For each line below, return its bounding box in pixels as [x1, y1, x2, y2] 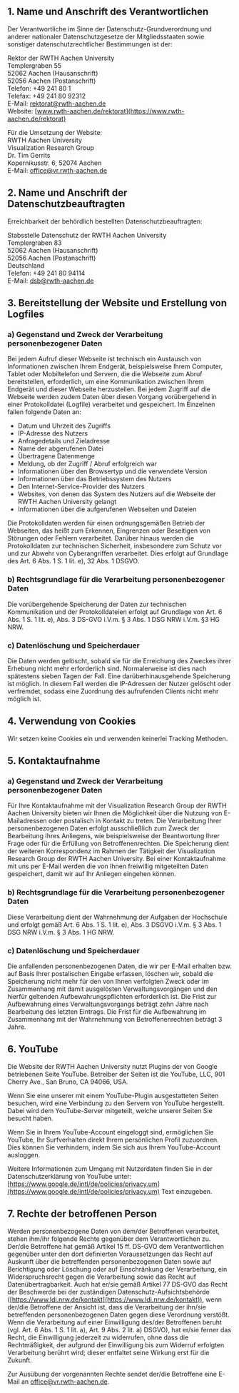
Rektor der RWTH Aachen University [7, 54, 115, 62]
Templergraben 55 [7, 61, 62, 70]
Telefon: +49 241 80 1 [7, 84, 71, 92]
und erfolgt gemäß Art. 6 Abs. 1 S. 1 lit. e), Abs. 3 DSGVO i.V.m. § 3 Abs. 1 [7, 920, 222, 929]
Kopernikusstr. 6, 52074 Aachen [7, 159, 102, 167]
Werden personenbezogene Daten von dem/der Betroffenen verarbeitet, [7, 1227, 220, 1235]
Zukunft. [7, 1356, 32, 1364]
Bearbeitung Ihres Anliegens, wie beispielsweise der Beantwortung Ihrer [7, 832, 220, 840]
